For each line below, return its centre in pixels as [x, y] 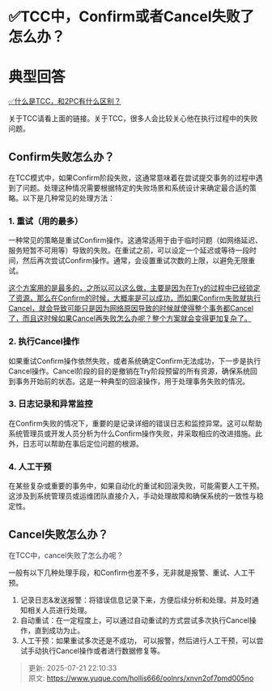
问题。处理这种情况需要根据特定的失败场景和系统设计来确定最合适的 [136, 188]
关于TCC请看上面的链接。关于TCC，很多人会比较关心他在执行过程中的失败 [133, 119]
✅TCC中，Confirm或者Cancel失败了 [132, 17]
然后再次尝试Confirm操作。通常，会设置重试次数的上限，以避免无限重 [139, 261]
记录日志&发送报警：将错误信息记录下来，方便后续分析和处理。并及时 [136, 600]
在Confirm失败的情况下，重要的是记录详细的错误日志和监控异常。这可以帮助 [136, 423]
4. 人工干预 [30, 466]
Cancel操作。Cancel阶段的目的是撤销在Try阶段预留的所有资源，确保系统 [130, 371]
